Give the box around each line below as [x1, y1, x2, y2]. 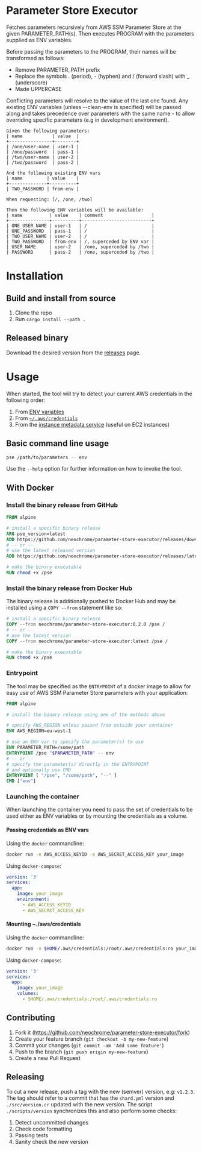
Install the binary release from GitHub [6, 501, 118, 509]
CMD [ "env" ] [6, 778, 36, 784]
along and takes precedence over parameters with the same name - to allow [6, 110, 195, 117]
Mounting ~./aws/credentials [6, 920, 81, 928]
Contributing [6, 1013, 55, 1023]
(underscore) [14, 79, 48, 86]
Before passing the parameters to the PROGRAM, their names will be [6, 48, 176, 55]
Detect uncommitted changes [14, 1118, 89, 1126]
